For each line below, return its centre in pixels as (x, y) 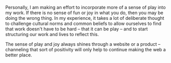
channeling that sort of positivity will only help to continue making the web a (86, 50)
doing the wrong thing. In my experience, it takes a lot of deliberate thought (85, 18)
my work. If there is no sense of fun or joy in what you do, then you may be (84, 13)
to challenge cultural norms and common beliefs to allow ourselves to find (83, 23)
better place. (19, 55)
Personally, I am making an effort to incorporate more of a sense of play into (85, 7)
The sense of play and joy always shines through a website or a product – (83, 44)
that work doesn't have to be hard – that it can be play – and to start (77, 29)
